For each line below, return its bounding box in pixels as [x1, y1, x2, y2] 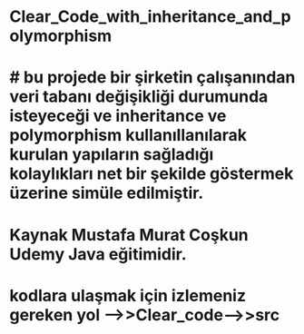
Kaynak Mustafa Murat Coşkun [9, 224, 250, 245]
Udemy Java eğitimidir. [9, 243, 188, 264]
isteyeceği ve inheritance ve [9, 106, 227, 126]
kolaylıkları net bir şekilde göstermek [9, 163, 294, 184]
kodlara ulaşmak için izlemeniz [9, 285, 247, 306]
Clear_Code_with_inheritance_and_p [9, 6, 292, 27]
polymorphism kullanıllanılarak [9, 125, 248, 146]
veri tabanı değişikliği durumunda [9, 86, 269, 107]
